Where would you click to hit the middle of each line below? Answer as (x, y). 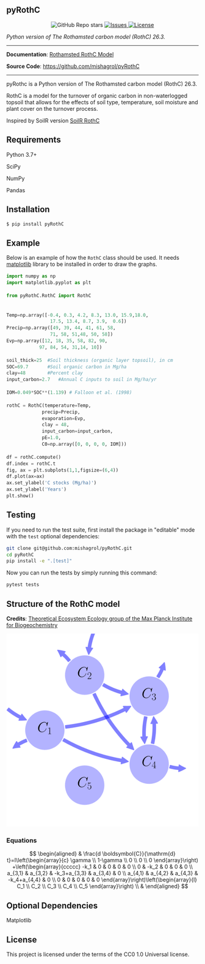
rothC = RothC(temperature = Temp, (49, 405)
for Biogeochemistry (32, 625)
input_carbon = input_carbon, (77, 431)
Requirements (34, 140)
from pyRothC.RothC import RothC (49, 296)
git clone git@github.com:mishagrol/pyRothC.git (69, 548)
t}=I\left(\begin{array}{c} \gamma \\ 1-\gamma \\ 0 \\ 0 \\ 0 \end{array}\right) (103, 860)
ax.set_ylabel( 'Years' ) (37, 489)
